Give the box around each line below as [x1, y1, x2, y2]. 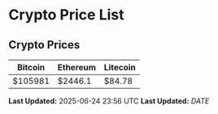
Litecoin [103, 62, 136, 73]
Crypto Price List [8, 6, 124, 24]
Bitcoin [17, 62, 46, 73]
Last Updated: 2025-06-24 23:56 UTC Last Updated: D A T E [8, 96, 210, 106]
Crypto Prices [8, 38, 81, 52]
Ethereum [57, 62, 96, 73]
